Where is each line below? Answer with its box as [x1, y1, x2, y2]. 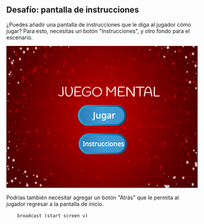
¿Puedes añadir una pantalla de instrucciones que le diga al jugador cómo [6, 21, 191, 28]
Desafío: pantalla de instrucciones [6, 5, 140, 15]
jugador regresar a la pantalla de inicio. [6, 200, 104, 208]
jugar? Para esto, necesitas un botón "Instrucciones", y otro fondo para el [6, 27, 190, 35]
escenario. [6, 33, 33, 41]
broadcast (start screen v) [17, 213, 88, 219]
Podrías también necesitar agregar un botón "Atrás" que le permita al [6, 194, 179, 202]
